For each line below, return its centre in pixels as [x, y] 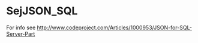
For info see [21, 27]
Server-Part [21, 33]
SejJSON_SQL [42, 11]
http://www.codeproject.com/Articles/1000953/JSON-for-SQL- [114, 27]
